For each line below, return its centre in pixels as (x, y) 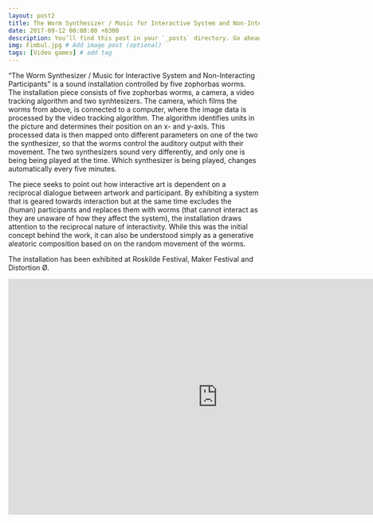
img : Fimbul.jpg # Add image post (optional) (85, 46)
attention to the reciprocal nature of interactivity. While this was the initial (128, 227)
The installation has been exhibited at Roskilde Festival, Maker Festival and (131, 259)
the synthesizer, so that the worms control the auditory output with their (126, 143)
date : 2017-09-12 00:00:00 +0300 (64, 30)
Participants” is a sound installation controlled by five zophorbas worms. (127, 84)
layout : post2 (32, 16)
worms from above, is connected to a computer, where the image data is (128, 109)
